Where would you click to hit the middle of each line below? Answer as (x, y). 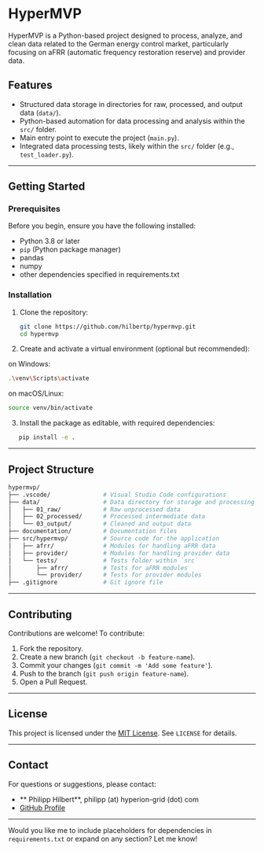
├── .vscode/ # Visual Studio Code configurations (117, 495)
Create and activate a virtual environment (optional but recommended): (134, 349)
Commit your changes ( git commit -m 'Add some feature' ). (116, 665)
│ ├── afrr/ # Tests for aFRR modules (98, 568)
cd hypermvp (39, 334)
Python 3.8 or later (49, 241)
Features (30, 85)
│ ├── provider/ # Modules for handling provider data (119, 553)
